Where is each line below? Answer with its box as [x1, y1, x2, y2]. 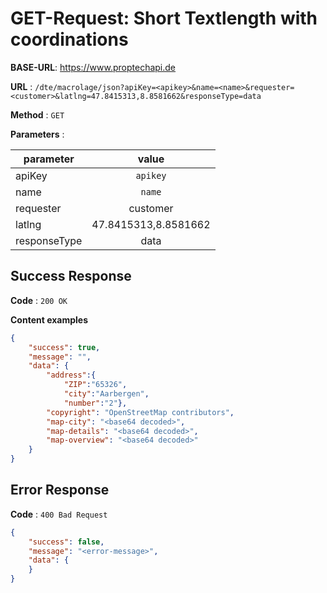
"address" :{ [46, 370, 97, 381]
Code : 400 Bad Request [10, 508, 108, 520]
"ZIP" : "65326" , [63, 380, 128, 390]
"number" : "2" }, [63, 398, 128, 408]
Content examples [10, 313, 89, 326]
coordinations [10, 28, 129, 51]
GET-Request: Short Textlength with [10, 7, 318, 30]
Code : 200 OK [10, 294, 68, 306]
